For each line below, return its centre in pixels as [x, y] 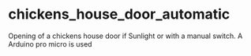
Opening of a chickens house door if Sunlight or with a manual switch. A [126, 36]
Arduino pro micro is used [50, 44]
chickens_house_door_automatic [119, 14]
